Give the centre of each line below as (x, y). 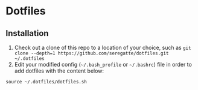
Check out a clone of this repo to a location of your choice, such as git (103, 47)
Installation (27, 33)
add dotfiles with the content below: (59, 71)
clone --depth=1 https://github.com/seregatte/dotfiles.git (91, 53)
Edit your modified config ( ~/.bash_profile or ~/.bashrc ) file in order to (103, 64)
